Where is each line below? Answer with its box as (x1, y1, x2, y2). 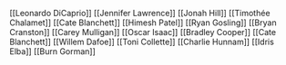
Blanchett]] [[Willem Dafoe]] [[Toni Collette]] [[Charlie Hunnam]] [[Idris (9, 36, 275, 47)
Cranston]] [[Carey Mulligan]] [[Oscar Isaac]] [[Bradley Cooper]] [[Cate (9, 27, 276, 37)
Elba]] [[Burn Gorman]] (9, 46, 96, 57)
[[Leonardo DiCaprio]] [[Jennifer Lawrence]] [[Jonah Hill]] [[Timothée (9, 8, 271, 18)
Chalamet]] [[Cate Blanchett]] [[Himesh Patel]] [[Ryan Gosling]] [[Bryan (9, 17, 277, 28)
